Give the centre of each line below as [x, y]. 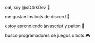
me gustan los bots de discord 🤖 [38, 16]
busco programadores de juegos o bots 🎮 [48, 35]
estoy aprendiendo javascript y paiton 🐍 [45, 26]
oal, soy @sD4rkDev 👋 [28, 7]
